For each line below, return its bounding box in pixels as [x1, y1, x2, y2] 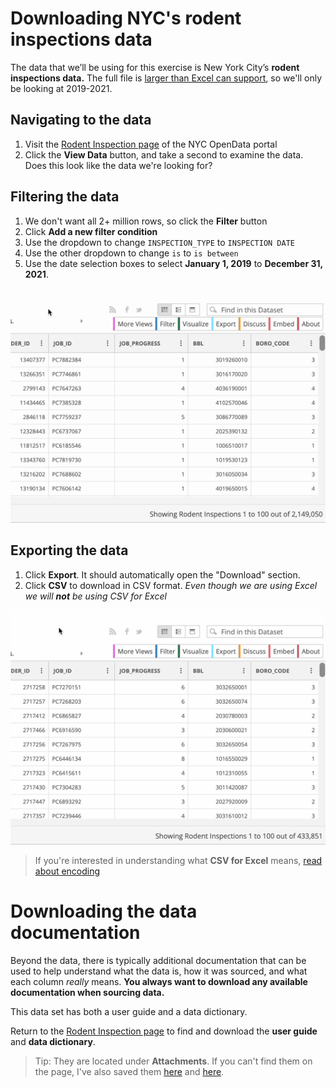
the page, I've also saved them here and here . [34, 1066, 225, 1078]
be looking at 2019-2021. [10, 82, 113, 94]
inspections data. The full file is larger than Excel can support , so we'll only [10, 72, 323, 84]
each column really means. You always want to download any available [10, 976, 308, 988]
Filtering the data [10, 188, 120, 206]
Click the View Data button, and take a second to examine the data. [24, 148, 304, 161]
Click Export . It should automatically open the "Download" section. [24, 568, 301, 581]
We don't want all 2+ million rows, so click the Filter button [24, 215, 268, 227]
